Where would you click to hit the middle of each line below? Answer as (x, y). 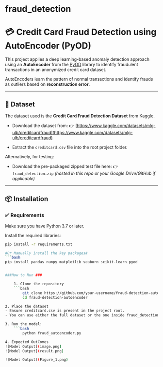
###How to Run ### (24, 275)
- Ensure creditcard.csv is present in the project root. (65, 311)
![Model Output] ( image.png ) (33, 347)
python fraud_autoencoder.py (52, 333)
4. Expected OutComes (27, 342)
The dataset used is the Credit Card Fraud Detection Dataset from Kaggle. (80, 116)
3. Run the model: (24, 324)
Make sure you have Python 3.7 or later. (45, 226)
